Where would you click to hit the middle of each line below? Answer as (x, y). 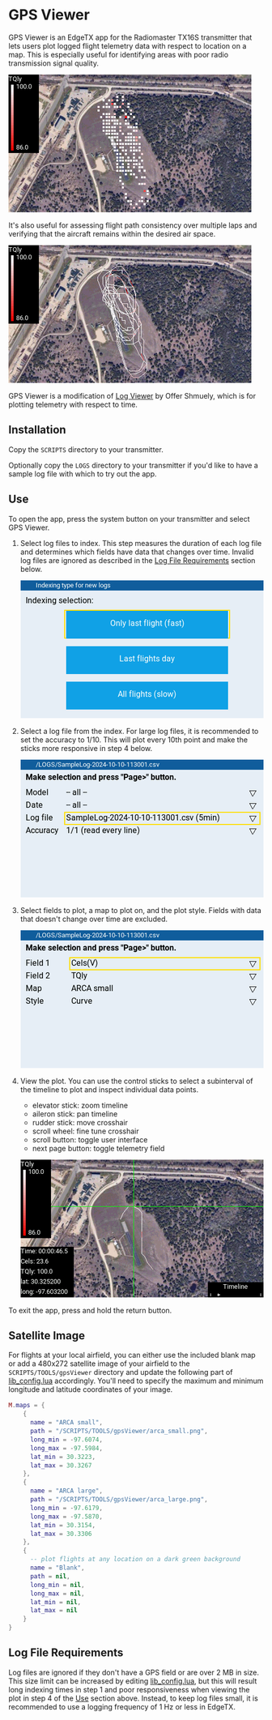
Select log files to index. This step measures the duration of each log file (141, 543)
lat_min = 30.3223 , (62, 1457)
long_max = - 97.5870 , (66, 1517)
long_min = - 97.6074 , (66, 1440)
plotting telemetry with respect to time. (73, 404)
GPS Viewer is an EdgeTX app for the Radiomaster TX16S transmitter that (130, 37)
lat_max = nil (54, 1611)
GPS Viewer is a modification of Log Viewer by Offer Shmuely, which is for (132, 395)
